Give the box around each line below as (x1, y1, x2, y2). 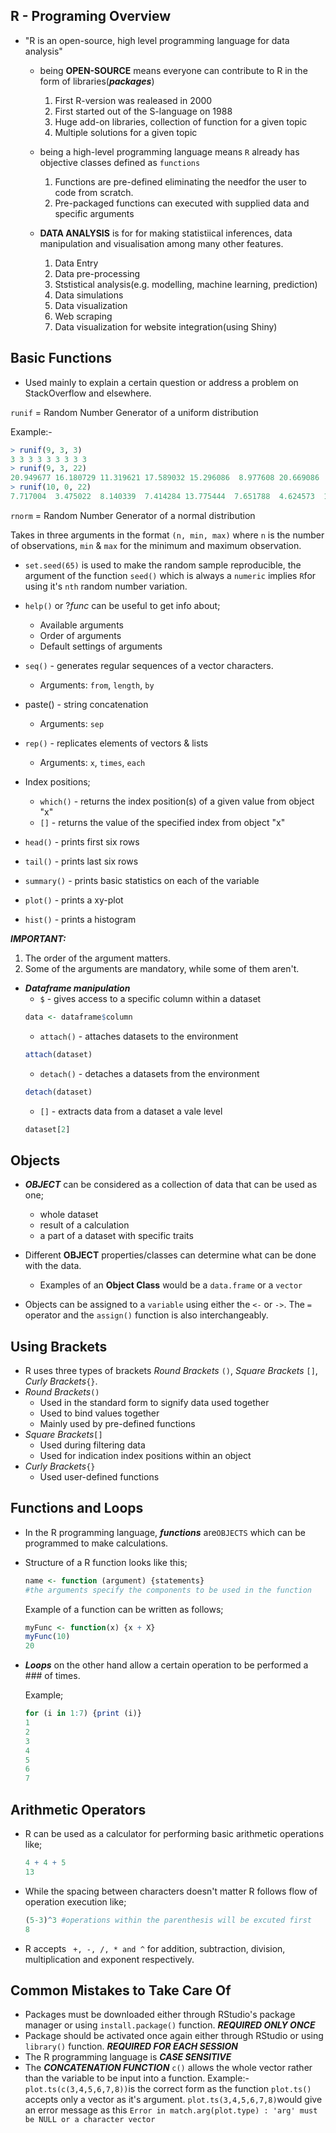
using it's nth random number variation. (24, 580, 188, 592)
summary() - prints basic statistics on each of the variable (24, 874, 260, 886)
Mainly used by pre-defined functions (39, 1418, 196, 1429)
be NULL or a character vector (24, 2115, 156, 2125)
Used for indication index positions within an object (39, 1450, 252, 1461)
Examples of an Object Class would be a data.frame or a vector (39, 1279, 303, 1291)
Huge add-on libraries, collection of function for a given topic (54, 115, 308, 128)
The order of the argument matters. (24, 952, 172, 964)
